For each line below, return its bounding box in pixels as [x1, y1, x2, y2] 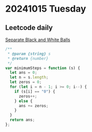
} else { [14, 98, 33, 104]
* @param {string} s [7, 51, 51, 56]
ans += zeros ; [18, 103, 49, 108]
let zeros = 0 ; [10, 80, 42, 85]
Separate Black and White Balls [5, 37, 71, 43]
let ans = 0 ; [10, 70, 37, 75]
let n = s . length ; [10, 75, 49, 80]
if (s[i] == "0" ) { [14, 89, 56, 94]
